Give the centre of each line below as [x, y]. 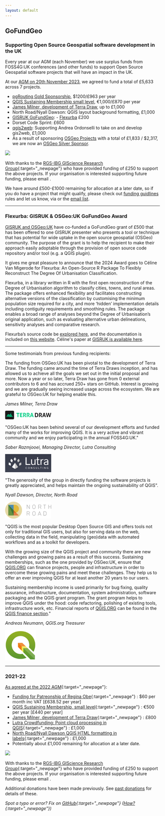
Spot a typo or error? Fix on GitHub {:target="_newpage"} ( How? [70, 803]
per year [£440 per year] [37, 712]
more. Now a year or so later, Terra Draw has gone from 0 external [72, 378]
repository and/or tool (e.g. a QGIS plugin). [48, 253]
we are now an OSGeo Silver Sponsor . [51, 144]
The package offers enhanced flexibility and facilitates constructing [73, 293]
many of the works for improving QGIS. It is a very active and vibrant [74, 432]
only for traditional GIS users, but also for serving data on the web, [72, 532]
